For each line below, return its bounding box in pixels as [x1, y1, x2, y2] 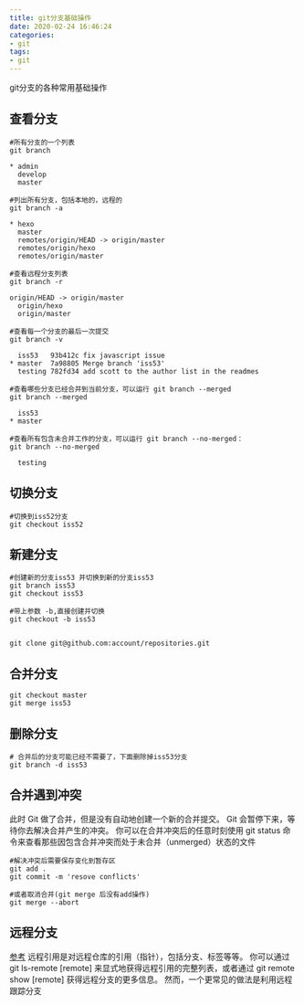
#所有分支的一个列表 [9, 138, 76, 147]
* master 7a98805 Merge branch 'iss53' [9, 358, 166, 368]
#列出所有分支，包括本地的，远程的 [9, 196, 123, 205]
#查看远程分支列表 [9, 269, 68, 279]
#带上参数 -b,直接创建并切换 [9, 607, 105, 617]
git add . [9, 864, 47, 873]
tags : [9, 48, 30, 57]
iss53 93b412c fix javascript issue [17, 351, 166, 360]
